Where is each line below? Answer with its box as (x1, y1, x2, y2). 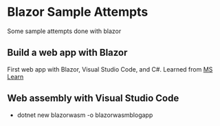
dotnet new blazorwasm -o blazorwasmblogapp (16, 111, 153, 119)
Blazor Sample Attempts (7, 4, 148, 20)
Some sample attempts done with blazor (7, 27, 122, 35)
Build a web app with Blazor (7, 47, 128, 59)
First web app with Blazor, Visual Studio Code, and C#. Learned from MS (7, 65, 213, 73)
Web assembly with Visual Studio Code (7, 92, 179, 104)
